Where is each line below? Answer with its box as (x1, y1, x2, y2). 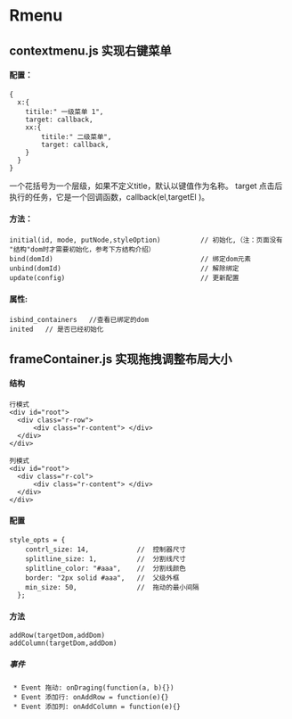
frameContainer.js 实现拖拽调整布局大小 (9, 351, 232, 367)
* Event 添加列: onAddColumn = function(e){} (12, 702, 181, 712)
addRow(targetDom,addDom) (9, 631, 105, 640)
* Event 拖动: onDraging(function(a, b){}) (12, 683, 174, 692)
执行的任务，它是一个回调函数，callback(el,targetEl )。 (9, 191, 210, 202)
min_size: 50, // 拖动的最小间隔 (25, 583, 199, 591)
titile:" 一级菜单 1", (25, 107, 104, 116)
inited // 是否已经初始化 (9, 325, 104, 335)
